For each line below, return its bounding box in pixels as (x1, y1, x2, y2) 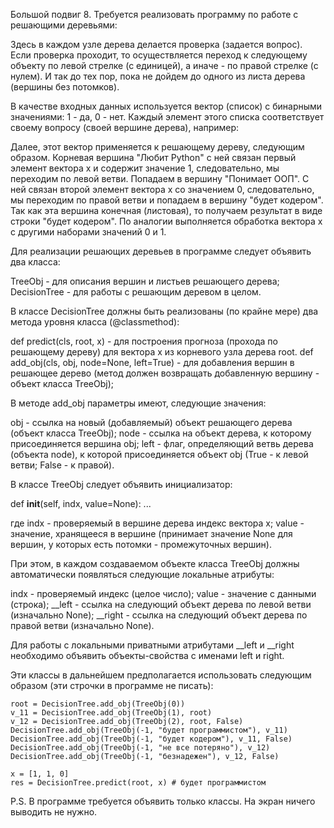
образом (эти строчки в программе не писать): (10, 680, 214, 691)
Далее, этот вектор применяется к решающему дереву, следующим (10, 141, 305, 153)
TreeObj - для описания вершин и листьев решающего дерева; (10, 275, 280, 287)
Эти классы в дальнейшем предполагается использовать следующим (10, 669, 312, 681)
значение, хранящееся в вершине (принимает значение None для (10, 528, 293, 539)
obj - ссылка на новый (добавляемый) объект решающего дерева (10, 417, 293, 428)
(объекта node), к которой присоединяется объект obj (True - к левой (10, 449, 309, 460)
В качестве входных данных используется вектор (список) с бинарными (10, 100, 323, 112)
